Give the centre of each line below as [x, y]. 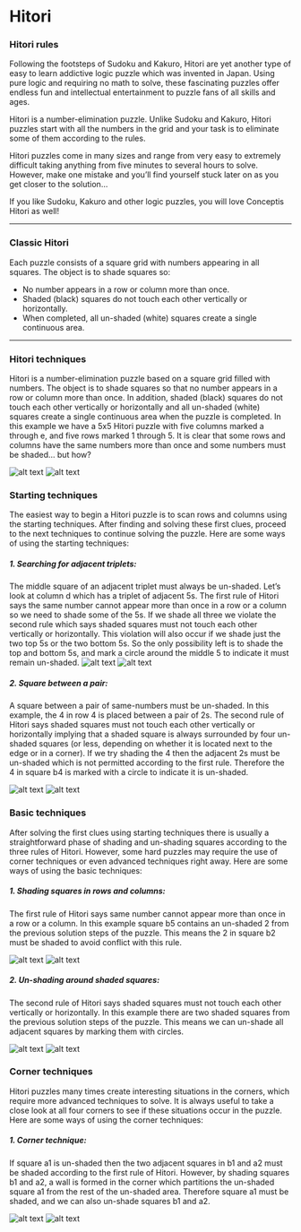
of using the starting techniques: [69, 543]
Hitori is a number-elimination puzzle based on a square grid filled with [140, 379]
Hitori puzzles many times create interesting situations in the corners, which [150, 1091]
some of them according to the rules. [77, 138]
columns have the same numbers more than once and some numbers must [148, 445]
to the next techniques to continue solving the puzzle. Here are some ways [147, 534]
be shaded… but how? [50, 455]
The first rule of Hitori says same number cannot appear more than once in [147, 913]
